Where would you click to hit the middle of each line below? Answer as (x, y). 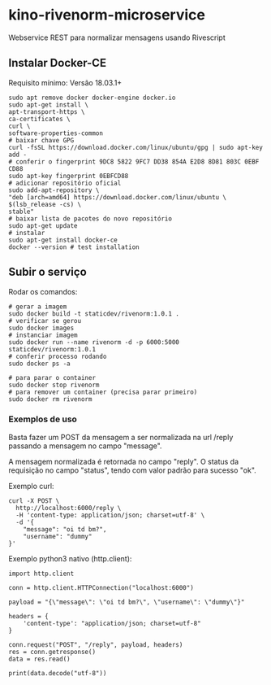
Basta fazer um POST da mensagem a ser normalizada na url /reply (121, 437)
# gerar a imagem (38, 307)
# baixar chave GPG (41, 140)
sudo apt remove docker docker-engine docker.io (92, 98)
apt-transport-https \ (47, 111)
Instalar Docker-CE (58, 63)
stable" (22, 212)
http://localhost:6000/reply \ (69, 508)
